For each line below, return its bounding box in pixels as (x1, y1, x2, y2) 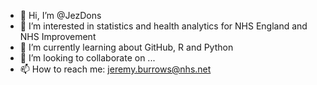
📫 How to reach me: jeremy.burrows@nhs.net (19, 63, 212, 75)
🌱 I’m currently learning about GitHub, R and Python (19, 41, 234, 53)
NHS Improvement (19, 31, 97, 42)
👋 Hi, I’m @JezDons (19, 10, 102, 21)
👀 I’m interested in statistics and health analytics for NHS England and (19, 20, 308, 32)
